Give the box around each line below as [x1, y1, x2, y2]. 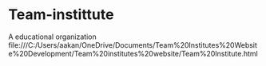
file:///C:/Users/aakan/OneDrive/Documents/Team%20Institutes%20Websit [8, 40, 258, 49]
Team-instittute [8, 6, 114, 24]
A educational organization [8, 32, 97, 41]
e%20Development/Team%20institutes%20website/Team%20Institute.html [8, 49, 258, 58]
